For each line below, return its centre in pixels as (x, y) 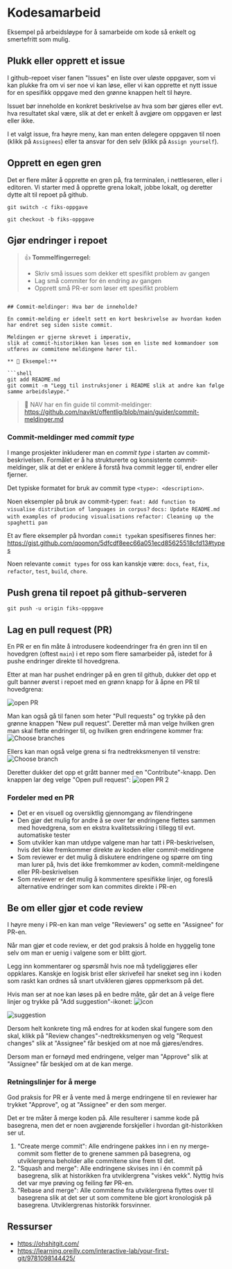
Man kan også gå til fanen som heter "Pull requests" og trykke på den (106, 716)
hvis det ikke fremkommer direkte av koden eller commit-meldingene (115, 849)
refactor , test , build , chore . (47, 571)
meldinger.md (44, 420)
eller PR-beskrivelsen (48, 872)
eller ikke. (21, 120)
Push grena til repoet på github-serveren (97, 593)
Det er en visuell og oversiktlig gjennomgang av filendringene (105, 813)
